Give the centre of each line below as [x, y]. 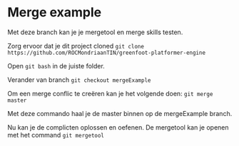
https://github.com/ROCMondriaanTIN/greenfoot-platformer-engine [106, 53]
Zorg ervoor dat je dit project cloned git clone [76, 46]
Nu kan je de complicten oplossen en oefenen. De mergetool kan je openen [118, 127]
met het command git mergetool [56, 135]
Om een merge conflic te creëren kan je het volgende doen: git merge [110, 93]
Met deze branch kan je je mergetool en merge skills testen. [95, 32]
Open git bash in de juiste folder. [56, 66]
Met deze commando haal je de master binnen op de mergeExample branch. [120, 113]
